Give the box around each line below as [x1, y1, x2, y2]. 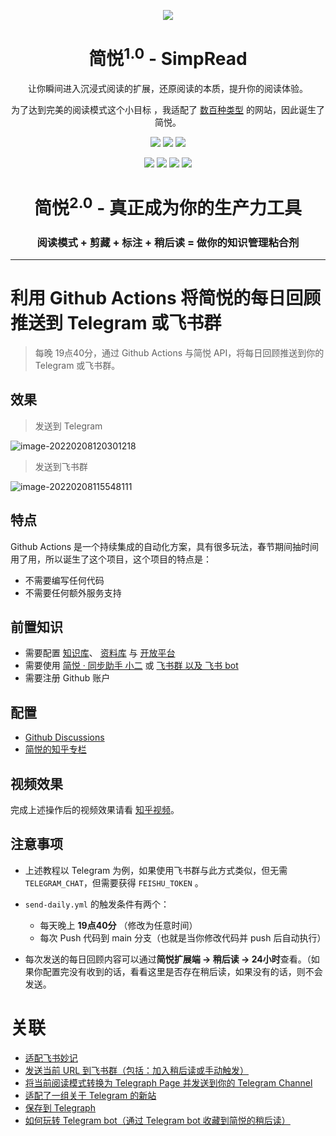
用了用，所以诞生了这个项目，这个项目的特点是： [10, 553, 212, 565]
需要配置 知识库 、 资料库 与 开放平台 [24, 647, 176, 659]
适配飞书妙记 [24, 1051, 78, 1064]
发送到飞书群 [34, 460, 88, 472]
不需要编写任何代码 [24, 574, 105, 586]
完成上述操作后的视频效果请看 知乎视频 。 [10, 804, 180, 816]
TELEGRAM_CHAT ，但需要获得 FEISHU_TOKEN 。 [24, 876, 204, 889]
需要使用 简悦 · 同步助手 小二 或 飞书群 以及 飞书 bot [24, 660, 239, 672]
